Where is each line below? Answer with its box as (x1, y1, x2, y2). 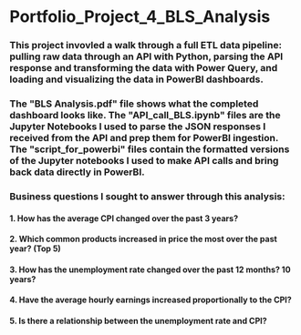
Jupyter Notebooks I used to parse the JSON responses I (9, 120, 266, 133)
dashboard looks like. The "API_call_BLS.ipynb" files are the (9, 109, 281, 122)
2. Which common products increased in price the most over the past (9, 234, 278, 245)
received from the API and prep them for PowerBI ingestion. (9, 132, 279, 145)
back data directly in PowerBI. (9, 166, 145, 178)
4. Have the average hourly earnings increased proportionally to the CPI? (9, 294, 292, 306)
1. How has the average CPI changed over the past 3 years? (9, 212, 239, 224)
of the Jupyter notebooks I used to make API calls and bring (9, 155, 279, 167)
